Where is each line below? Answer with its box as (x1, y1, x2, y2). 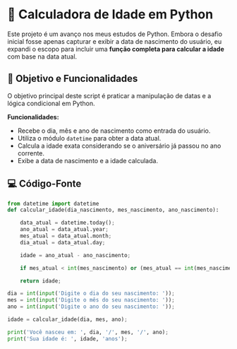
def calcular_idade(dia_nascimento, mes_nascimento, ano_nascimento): (7, 206, 219, 214)
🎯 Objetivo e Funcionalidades (7, 73, 138, 85)
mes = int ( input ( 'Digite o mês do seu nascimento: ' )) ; (7, 297, 175, 304)
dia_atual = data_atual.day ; (20, 239, 106, 246)
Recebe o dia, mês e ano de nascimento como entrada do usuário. (17, 126, 211, 135)
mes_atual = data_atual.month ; (20, 232, 112, 239)
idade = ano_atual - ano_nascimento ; (20, 252, 131, 259)
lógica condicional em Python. (7, 99, 95, 107)
